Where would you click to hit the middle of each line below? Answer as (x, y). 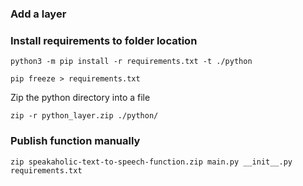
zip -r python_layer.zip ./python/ (84, 116)
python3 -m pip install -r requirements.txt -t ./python (131, 62)
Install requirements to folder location (104, 40)
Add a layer (38, 14)
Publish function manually (75, 141)
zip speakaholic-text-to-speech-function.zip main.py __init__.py (151, 162)
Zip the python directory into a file (80, 98)
